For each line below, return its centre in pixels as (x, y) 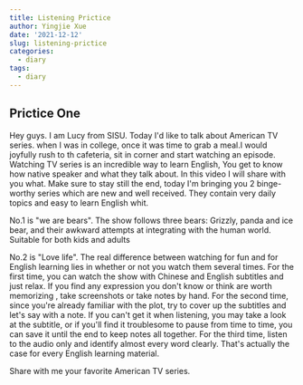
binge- (269, 183)
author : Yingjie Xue (48, 26)
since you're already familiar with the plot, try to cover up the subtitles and (148, 305)
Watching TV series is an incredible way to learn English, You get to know (146, 164)
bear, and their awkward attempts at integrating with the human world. (140, 230)
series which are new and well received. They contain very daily (157, 193)
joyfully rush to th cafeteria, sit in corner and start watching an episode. (142, 154)
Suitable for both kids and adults (70, 239)
